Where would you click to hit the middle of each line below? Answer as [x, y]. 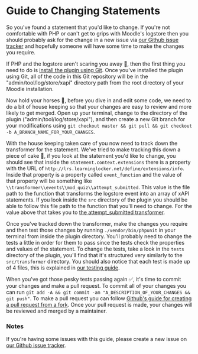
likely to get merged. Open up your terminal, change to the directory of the [97, 113]
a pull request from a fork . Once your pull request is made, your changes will [99, 304]
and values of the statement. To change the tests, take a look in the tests [95, 249]
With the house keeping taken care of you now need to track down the [92, 143]
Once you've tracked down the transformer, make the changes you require [97, 223]
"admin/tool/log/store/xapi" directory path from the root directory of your [95, 82]
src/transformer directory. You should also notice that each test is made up [98, 261]
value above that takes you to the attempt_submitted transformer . [86, 212]
